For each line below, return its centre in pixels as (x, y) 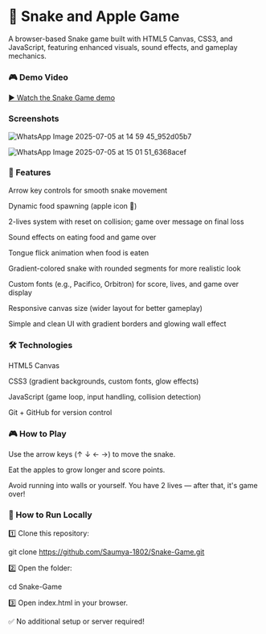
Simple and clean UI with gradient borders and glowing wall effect (117, 323)
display (20, 292)
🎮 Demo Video (38, 77)
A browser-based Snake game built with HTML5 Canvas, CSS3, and (121, 39)
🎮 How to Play (37, 434)
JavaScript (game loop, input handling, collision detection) (105, 397)
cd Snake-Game (35, 586)
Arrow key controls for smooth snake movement (88, 190)
